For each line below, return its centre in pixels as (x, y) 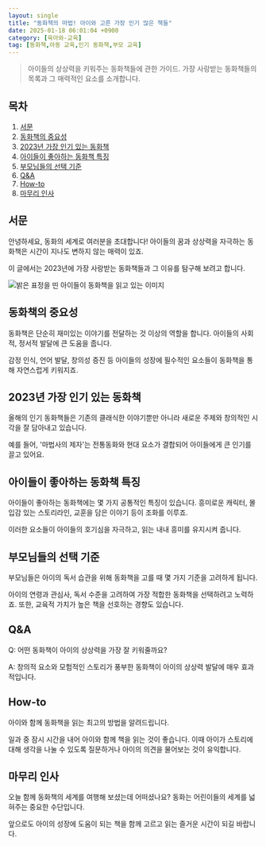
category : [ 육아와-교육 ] (45, 38)
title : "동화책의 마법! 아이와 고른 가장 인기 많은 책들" (90, 23)
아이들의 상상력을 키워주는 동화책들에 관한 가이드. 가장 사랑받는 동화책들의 (142, 69)
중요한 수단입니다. (57, 807)
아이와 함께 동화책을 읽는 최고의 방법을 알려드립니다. (89, 722)
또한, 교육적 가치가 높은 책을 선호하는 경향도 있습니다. (101, 604)
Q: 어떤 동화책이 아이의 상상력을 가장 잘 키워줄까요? (88, 650)
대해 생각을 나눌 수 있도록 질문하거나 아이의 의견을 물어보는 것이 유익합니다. (125, 749)
